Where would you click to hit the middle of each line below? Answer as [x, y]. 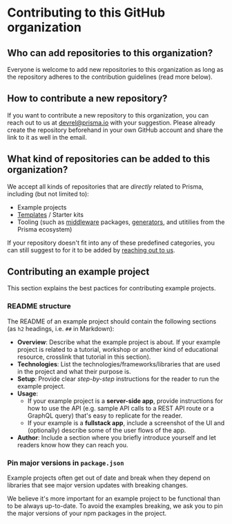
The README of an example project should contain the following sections [112, 321]
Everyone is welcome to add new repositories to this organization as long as [115, 69]
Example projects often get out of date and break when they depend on [109, 478]
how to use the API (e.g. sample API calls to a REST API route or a [120, 408]
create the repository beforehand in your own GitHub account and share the [115, 130]
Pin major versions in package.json [66, 462]
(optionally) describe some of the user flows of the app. [107, 430]
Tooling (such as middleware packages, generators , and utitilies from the [121, 222]
